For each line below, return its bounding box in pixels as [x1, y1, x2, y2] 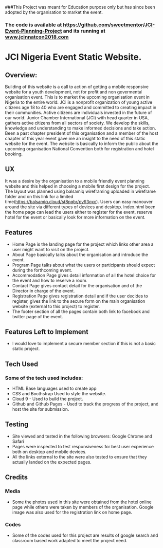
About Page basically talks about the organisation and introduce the [12, 252, 148, 257]
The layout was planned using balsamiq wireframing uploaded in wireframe [5, 188, 156, 194]
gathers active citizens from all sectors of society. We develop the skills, [5, 120, 150, 126]
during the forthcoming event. [12, 267, 72, 273]
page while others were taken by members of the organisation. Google [12, 504, 154, 510]
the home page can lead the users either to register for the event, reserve [5, 209, 152, 215]
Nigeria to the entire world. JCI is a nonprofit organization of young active [5, 99, 152, 105]
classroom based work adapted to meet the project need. [12, 537, 127, 543]
